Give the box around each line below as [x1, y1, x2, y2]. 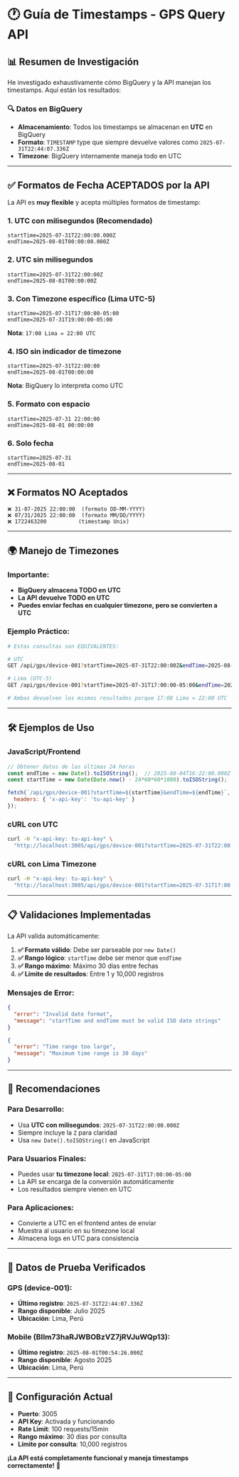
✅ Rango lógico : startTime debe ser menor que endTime [17, 954, 182, 962]
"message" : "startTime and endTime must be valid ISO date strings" [14, 1017, 221, 1024]
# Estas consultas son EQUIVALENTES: [7, 643, 119, 650]
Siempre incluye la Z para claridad [17, 1128, 117, 1137]
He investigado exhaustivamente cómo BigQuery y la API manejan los [7, 78, 211, 86]
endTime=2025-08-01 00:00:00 [7, 421, 94, 429]
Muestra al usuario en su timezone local [17, 1227, 135, 1235]
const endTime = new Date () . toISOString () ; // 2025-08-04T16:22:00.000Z [7, 770, 231, 777]
